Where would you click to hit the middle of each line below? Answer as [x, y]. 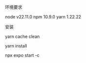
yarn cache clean [22, 36]
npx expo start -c [22, 55]
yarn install [16, 46]
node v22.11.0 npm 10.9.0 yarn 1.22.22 [43, 17]
